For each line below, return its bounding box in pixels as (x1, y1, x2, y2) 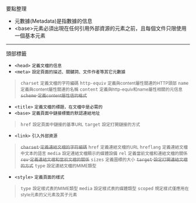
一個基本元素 (14, 32, 45, 39)
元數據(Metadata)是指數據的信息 (14, 18, 93, 25)
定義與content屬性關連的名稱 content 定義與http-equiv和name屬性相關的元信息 (20, 87, 183, 92)
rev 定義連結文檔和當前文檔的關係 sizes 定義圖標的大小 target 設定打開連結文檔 (20, 157, 188, 163)
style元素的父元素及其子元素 (20, 192, 78, 198)
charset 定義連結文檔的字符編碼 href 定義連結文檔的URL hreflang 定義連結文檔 (20, 144, 188, 150)
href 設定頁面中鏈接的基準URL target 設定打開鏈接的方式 (20, 122, 141, 128)
